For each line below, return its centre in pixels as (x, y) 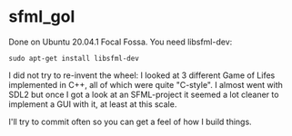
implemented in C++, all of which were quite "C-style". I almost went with (146, 84)
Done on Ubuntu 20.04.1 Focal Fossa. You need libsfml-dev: (121, 42)
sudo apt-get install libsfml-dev (74, 58)
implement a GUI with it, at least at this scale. (93, 104)
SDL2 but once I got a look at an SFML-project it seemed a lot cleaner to (144, 94)
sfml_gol (42, 17)
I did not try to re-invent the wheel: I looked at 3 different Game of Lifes (142, 75)
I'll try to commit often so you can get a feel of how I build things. (130, 121)
